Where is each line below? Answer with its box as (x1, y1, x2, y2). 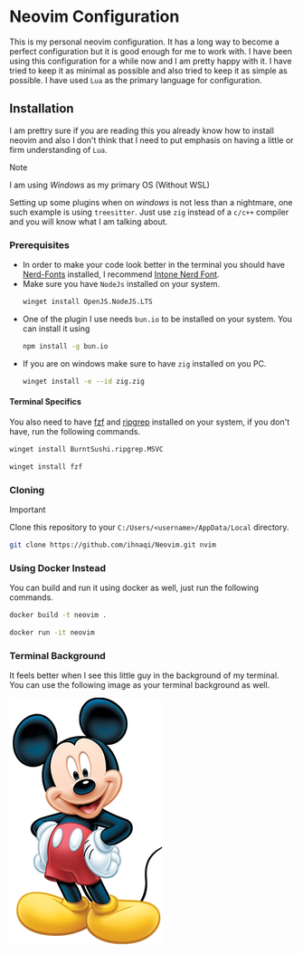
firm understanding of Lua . (9, 144, 108, 155)
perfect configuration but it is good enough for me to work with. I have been (9, 45, 292, 56)
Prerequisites (9, 238, 70, 251)
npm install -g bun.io (22, 341, 109, 350)
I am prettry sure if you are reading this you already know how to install (9, 125, 274, 136)
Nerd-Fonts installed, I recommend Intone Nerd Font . (22, 269, 220, 280)
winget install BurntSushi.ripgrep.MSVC (9, 444, 165, 453)
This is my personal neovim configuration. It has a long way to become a (9, 36, 280, 47)
